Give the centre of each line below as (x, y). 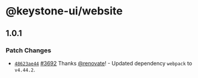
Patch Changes (29, 50)
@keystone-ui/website (64, 11)
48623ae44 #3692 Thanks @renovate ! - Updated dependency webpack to (103, 63)
